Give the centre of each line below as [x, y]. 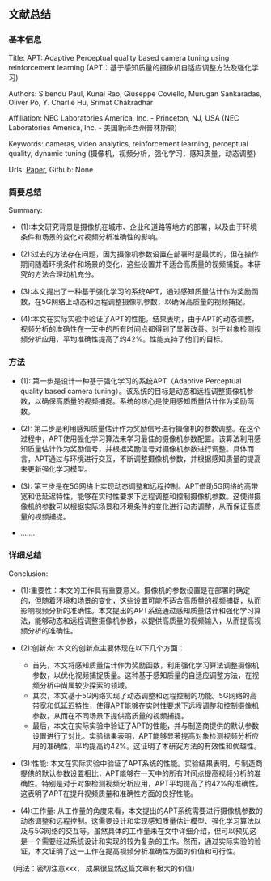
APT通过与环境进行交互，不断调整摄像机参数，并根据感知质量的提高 [148, 459]
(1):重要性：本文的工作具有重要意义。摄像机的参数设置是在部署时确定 [135, 590]
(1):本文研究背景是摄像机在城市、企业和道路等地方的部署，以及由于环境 [138, 227]
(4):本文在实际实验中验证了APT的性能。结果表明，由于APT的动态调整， [139, 319]
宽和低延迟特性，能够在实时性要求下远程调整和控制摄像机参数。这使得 [137, 497]
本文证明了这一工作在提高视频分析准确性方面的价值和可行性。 [137, 851]
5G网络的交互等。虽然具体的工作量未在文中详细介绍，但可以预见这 [146, 831]
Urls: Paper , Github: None [51, 169]
